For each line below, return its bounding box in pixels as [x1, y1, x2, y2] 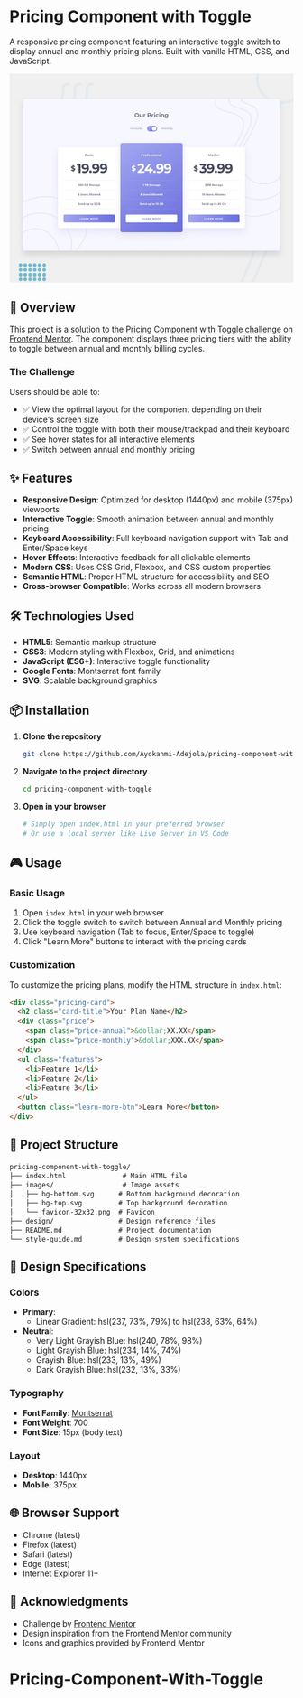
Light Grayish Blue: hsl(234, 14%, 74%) [35, 1345, 182, 1356]
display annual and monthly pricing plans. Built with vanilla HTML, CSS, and [9, 45, 290, 56]
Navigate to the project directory [22, 765, 148, 776]
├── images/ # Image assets [9, 1180, 179, 1189]
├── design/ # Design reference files [9, 1216, 216, 1225]
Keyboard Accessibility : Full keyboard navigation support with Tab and [22, 533, 289, 544]
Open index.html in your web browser [22, 907, 164, 918]
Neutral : [22, 1326, 54, 1337]
